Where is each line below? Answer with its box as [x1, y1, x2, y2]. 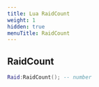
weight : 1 [7, 17, 36, 24]
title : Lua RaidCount [7, 10, 70, 17]
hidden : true [7, 23, 45, 30]
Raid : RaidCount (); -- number [7, 74, 92, 81]
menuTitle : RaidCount [7, 29, 70, 37]
